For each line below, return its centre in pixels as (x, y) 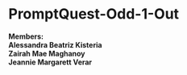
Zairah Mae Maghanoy (47, 53)
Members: (26, 36)
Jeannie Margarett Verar (50, 62)
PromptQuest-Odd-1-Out (94, 14)
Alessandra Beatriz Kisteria (55, 44)
